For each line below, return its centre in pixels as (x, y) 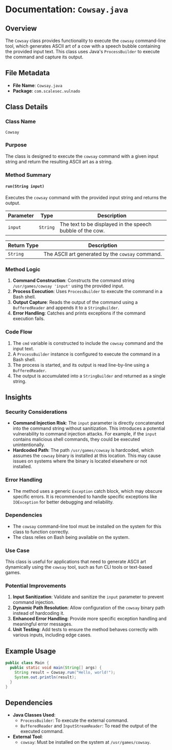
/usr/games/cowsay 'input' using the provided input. (68, 286)
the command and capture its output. (44, 57)
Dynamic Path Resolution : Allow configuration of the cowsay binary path (89, 608)
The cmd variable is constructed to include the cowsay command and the (88, 343)
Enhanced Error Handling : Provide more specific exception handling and (90, 619)
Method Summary (28, 175)
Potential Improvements (36, 586)
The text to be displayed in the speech (106, 224)
